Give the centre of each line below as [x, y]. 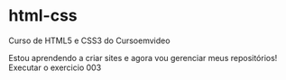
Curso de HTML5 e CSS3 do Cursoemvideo [89, 40]
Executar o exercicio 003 [55, 67]
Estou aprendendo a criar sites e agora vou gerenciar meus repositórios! [143, 58]
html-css [43, 16]
